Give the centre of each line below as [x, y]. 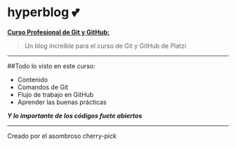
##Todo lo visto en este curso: [51, 66]
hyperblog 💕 [43, 12]
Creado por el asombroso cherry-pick [62, 136]
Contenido [32, 79]
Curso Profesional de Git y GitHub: [59, 32]
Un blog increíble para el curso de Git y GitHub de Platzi [105, 46]
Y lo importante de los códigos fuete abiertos [75, 115]
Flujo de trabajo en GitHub [55, 94]
